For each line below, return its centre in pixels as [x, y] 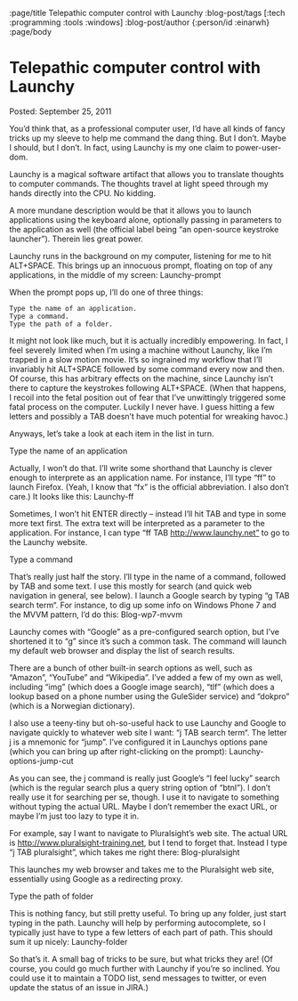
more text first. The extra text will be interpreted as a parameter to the [137, 523]
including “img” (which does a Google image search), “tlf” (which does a [142, 687]
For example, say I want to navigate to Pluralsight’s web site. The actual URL [149, 833]
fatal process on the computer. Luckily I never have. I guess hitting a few [142, 407]
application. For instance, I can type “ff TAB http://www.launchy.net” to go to [149, 533]
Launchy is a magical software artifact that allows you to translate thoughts [147, 174]
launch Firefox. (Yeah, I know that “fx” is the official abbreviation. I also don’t [149, 487]
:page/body [30, 32]
